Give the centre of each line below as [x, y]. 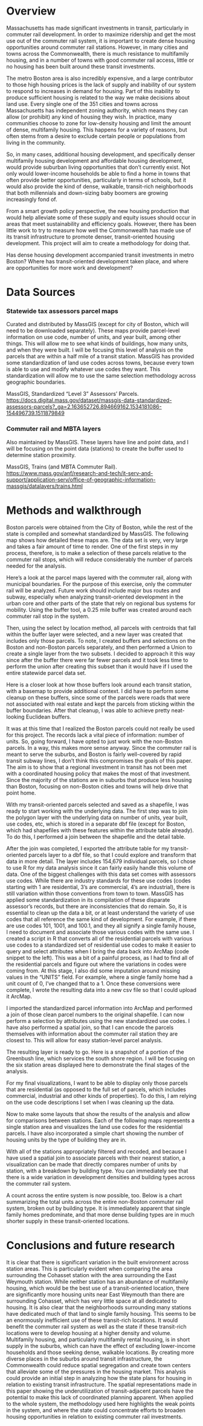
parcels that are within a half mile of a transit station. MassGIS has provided [100, 356]
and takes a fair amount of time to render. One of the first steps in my [92, 547]
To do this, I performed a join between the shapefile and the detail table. [96, 836]
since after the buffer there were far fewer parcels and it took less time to [97, 660]
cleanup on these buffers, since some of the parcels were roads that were [98, 697]
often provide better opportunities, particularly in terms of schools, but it [96, 180]
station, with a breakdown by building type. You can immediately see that [97, 1171]
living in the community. [36, 142]
